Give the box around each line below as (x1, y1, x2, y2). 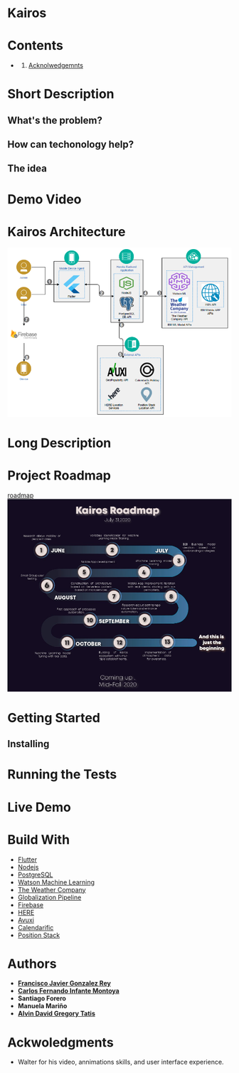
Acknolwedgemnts (28, 61, 84, 70)
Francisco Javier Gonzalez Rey (17, 979, 112, 988)
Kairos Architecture (7, 223, 126, 240)
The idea (7, 162, 48, 175)
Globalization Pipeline (17, 893, 82, 902)
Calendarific (17, 923, 54, 931)
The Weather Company (17, 885, 87, 894)
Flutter (17, 855, 38, 864)
